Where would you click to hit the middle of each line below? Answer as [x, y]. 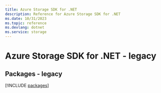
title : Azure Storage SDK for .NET [41, 9]
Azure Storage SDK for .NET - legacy [81, 56]
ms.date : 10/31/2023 [26, 18]
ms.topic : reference [26, 23]
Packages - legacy [34, 74]
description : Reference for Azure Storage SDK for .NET [63, 14]
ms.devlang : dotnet [25, 28]
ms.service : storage [26, 32]
